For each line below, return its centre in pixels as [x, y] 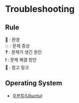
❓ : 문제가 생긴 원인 [23, 52]
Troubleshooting [40, 9]
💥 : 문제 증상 [18, 46]
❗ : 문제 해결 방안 [21, 60]
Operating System [34, 83]
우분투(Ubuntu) [27, 96]
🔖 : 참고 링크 [17, 67]
